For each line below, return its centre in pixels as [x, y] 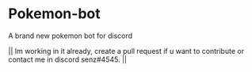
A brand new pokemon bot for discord [71, 36]
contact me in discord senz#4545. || [67, 59]
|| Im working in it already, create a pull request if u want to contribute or [126, 51]
